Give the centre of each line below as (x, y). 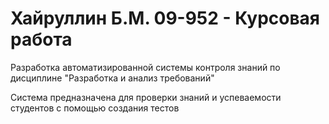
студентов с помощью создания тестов (95, 108)
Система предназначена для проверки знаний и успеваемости (146, 97)
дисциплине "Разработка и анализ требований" (112, 78)
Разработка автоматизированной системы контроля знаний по (145, 67)
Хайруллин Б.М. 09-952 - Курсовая (165, 18)
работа (41, 39)
